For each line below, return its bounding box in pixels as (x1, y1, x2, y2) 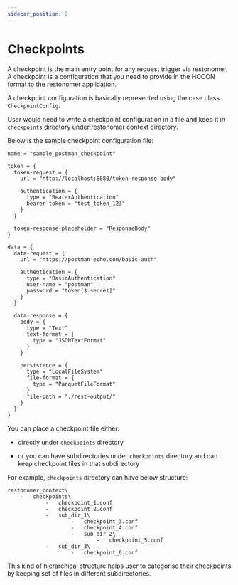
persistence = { (20, 362, 69, 369)
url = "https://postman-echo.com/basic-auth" (20, 255, 158, 263)
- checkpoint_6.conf (70, 549, 139, 556)
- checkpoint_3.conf (70, 517, 139, 525)
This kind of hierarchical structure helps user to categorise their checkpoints (7, 562, 232, 570)
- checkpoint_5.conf (96, 537, 163, 544)
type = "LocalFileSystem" (26, 368, 103, 375)
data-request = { (13, 250, 65, 257)
